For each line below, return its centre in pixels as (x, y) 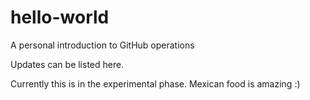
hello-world (60, 17)
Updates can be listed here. (67, 64)
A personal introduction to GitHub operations (102, 45)
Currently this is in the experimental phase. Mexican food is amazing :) (155, 83)
